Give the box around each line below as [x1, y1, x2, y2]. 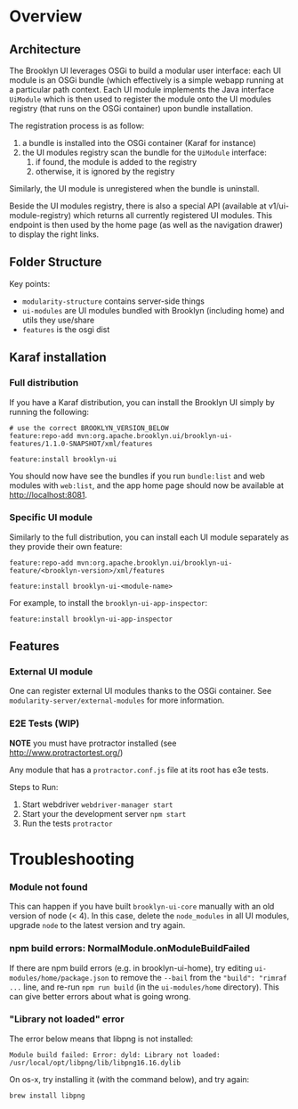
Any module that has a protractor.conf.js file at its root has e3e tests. [9, 764, 270, 775]
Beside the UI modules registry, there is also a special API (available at [9, 200, 267, 211]
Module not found [9, 880, 88, 893]
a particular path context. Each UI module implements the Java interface [9, 85, 275, 94]
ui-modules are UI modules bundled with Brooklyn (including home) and [21, 305, 285, 315]
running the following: [9, 406, 90, 417]
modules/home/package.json [9, 974, 109, 983]
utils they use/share [21, 314, 95, 325]
